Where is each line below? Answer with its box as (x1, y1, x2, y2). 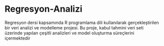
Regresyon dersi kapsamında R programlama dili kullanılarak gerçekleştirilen (4, 20, 160, 25)
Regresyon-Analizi (4, 3, 82, 15)
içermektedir (4, 35, 31, 41)
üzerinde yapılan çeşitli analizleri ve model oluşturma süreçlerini (4, 30, 134, 36)
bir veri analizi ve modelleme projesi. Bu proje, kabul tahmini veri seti (4, 24, 144, 30)
